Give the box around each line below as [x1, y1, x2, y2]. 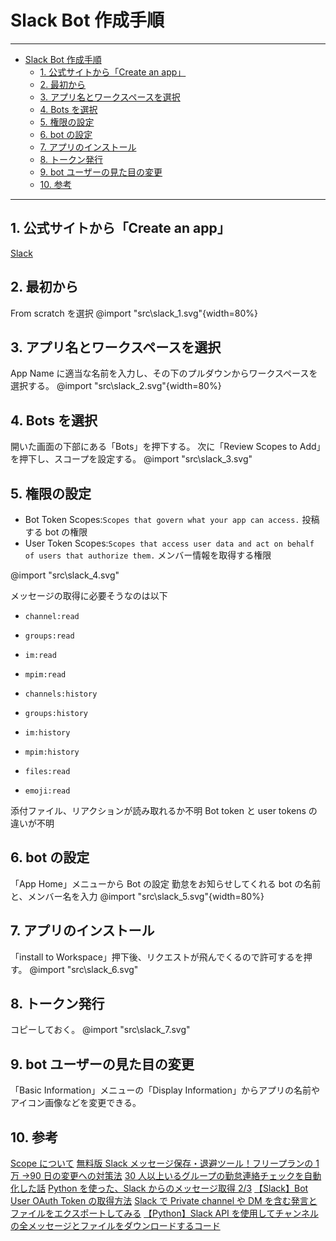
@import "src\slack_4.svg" [10, 569, 120, 581]
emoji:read [24, 786, 71, 796]
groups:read [24, 631, 75, 641]
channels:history [24, 689, 98, 699]
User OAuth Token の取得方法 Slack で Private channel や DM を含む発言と [10, 1195, 318, 1207]
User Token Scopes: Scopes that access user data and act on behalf [24, 537, 315, 549]
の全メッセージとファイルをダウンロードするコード [10, 1220, 221, 1232]
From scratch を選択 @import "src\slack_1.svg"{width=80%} [10, 307, 258, 319]
